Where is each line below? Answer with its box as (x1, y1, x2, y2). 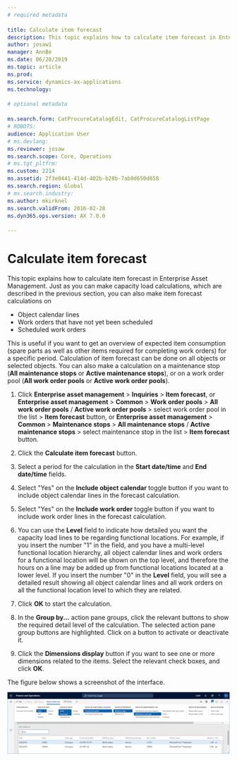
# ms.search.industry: (7, 190, 74, 197)
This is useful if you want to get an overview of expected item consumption (7, 339, 226, 348)
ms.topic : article (7, 63, 61, 71)
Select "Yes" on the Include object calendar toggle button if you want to (17, 484, 229, 492)
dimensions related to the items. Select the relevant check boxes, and (17, 657, 220, 666)
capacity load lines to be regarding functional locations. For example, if (17, 533, 224, 542)
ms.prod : (7, 71, 33, 78)
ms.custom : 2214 (7, 168, 55, 175)
